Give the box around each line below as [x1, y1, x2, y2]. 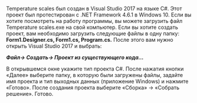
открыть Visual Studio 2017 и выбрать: [6, 42, 102, 49]
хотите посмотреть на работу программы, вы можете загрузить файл [6, 18, 183, 24]
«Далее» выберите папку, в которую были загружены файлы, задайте [6, 72, 183, 78]
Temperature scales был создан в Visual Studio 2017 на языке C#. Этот [6, 5, 182, 12]
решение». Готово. [6, 91, 54, 97]
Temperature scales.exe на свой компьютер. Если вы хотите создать [6, 24, 178, 31]
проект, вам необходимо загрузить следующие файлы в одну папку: [6, 30, 180, 37]
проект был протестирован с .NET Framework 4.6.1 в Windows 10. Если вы [6, 11, 192, 18]
